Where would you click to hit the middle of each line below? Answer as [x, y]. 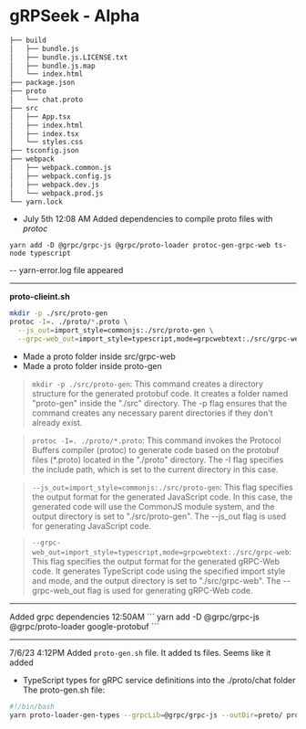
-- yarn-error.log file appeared [66, 270]
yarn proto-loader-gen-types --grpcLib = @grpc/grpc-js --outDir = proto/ [146, 715]
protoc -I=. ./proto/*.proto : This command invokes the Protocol [156, 440]
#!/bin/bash [32, 706]
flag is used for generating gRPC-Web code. [170, 590]
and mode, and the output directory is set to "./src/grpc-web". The [156, 580]
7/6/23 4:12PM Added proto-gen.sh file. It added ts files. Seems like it [140, 652]
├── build [28, 40]
